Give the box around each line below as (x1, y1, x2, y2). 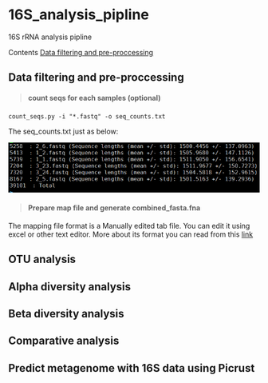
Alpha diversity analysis (8, 280, 132, 293)
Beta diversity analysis (8, 307, 125, 321)
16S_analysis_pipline (8, 6, 149, 24)
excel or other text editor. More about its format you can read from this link (8, 229, 254, 239)
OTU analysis (8, 253, 77, 266)
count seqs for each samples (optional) (27, 93, 161, 102)
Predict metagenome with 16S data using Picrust (8, 361, 255, 375)
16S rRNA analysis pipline (8, 32, 93, 42)
